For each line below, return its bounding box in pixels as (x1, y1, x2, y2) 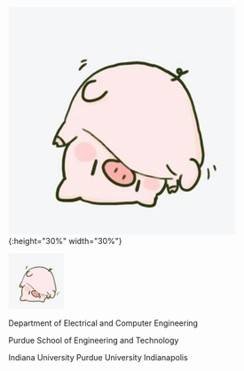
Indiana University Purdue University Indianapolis (8, 352, 188, 362)
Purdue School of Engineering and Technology (8, 335, 179, 345)
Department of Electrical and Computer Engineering (8, 318, 199, 328)
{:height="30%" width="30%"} (8, 236, 122, 246)
